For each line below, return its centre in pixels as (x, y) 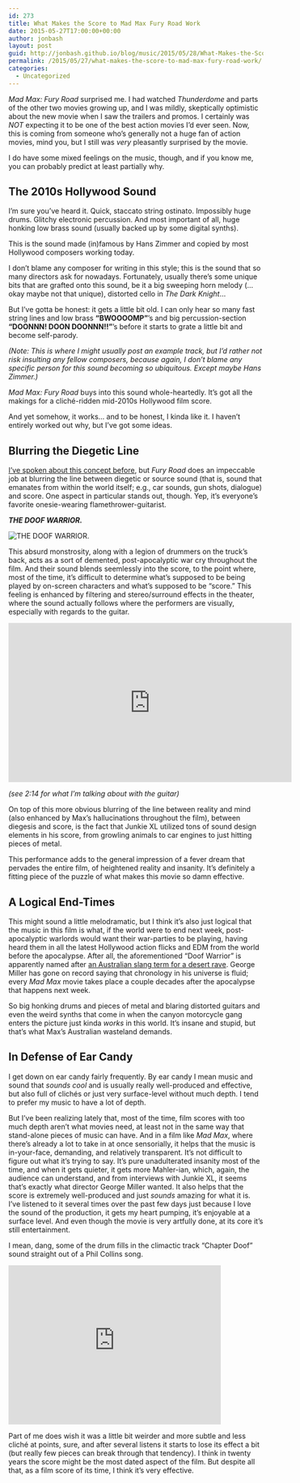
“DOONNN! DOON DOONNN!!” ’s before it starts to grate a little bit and (126, 327)
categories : (28, 69)
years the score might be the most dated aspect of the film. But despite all (132, 1461)
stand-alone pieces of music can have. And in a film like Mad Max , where (131, 1135)
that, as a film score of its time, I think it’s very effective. (101, 1470)
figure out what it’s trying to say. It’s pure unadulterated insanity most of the (134, 1160)
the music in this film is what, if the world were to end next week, (116, 930)
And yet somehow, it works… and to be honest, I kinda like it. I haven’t (125, 416)
